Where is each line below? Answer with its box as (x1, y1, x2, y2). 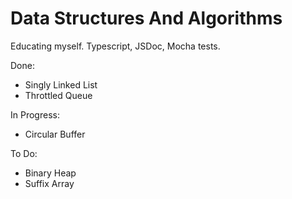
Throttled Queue (24, 89, 93, 101)
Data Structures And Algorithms (10, 7, 283, 30)
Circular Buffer (24, 128, 86, 140)
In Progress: (10, 108, 60, 121)
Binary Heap (24, 167, 77, 179)
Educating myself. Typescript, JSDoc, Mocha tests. (10, 40, 221, 52)
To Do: (10, 147, 38, 159)
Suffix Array (24, 177, 75, 189)
